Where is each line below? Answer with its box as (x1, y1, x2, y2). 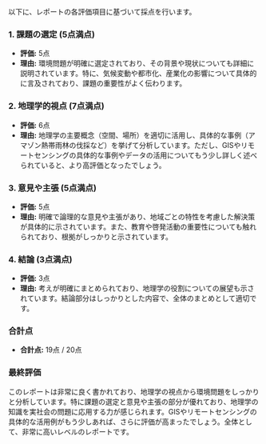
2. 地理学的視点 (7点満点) (8, 101, 105, 112)
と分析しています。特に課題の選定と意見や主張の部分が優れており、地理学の (8, 397, 259, 406)
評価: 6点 (19, 120, 50, 130)
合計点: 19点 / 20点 (19, 345, 82, 354)
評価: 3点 (19, 274, 50, 283)
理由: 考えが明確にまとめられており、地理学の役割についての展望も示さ (19, 283, 255, 294)
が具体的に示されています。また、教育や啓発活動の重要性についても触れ (19, 222, 257, 231)
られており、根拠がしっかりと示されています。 (19, 231, 173, 242)
